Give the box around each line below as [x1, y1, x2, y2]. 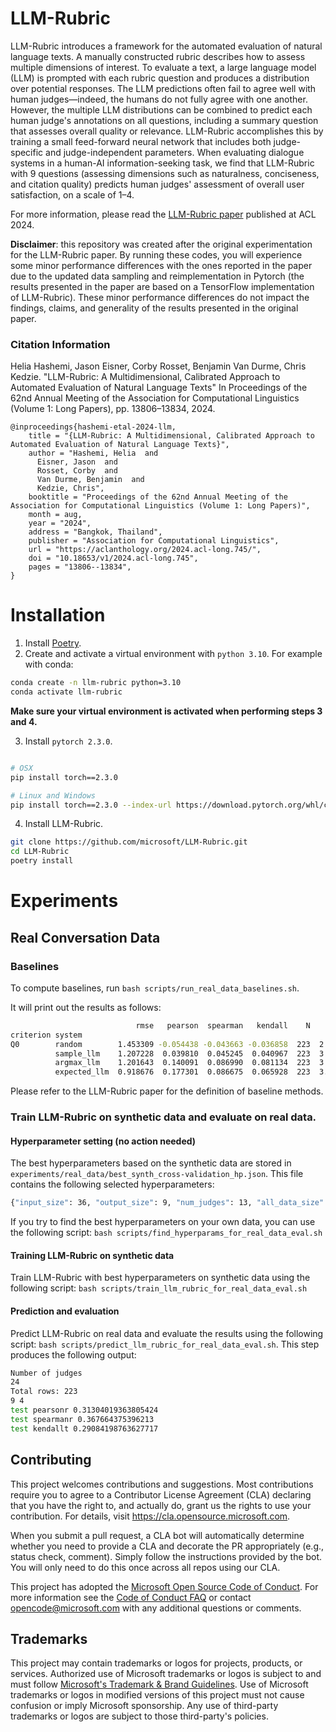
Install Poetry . [24, 637, 82, 649]
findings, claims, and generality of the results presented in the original [10, 302, 299, 314]
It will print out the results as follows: [10, 1001, 162, 1013]
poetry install [10, 856, 74, 866]
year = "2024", [28, 518, 92, 529]
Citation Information [10, 337, 111, 351]
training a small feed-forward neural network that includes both [10, 135, 272, 147]
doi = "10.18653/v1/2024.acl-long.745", [28, 553, 199, 564]
